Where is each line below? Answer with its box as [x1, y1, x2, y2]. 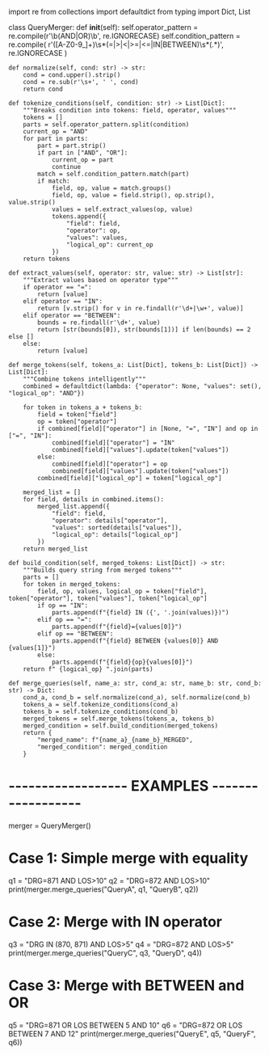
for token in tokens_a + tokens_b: [23, 403, 143, 411]
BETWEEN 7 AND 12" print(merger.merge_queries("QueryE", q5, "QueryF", [8, 1028, 256, 1038]
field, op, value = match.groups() [51, 184, 172, 192]
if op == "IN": [37, 601, 89, 610]
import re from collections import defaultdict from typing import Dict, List [8, 7, 251, 16]
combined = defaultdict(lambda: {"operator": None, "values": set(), [23, 382, 263, 390]
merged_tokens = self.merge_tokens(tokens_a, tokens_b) [23, 715, 216, 723]
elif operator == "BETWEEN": [23, 311, 121, 319]
